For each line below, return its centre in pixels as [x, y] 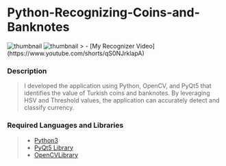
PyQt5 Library [54, 148]
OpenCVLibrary [56, 154]
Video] [146, 46]
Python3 [46, 140]
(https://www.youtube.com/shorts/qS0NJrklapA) [76, 53]
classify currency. [49, 108]
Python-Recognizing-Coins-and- [103, 13]
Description [27, 71]
